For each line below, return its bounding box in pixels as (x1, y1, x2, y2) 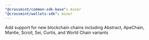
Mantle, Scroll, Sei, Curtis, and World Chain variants (5, 30, 108, 35)
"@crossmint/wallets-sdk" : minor (5, 11, 73, 16)
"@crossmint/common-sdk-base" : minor (5, 7, 82, 12)
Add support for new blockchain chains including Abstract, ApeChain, (5, 24, 145, 30)
